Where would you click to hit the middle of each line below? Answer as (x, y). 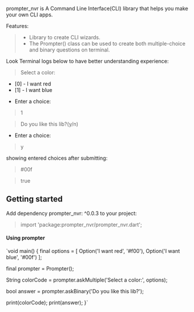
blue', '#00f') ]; (24, 258)
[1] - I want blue (33, 90)
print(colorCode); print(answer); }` (47, 303)
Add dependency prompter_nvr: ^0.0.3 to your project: (72, 213)
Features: (18, 26)
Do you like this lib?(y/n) (49, 124)
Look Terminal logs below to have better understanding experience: (88, 61)
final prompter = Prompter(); (40, 269)
